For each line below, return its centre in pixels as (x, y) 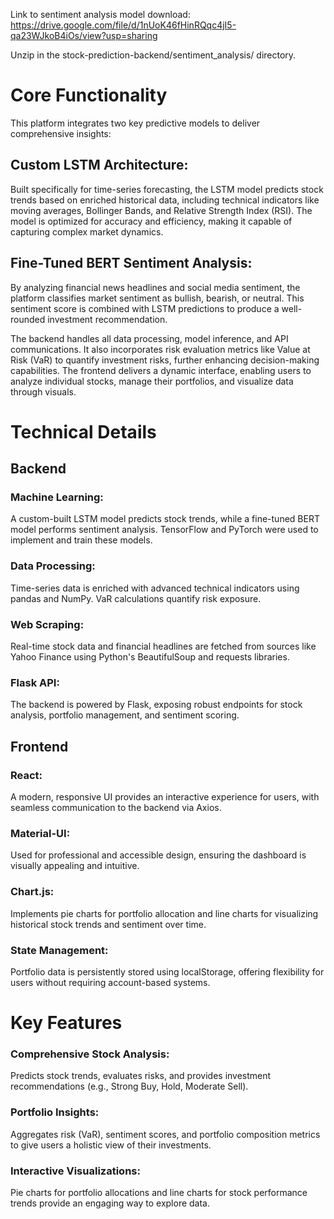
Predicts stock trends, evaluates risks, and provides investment (141, 1076)
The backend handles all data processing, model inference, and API (149, 338)
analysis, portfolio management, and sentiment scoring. (125, 715)
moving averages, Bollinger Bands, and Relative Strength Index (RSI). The (161, 210)
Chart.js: (32, 892)
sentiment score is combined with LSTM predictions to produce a (145, 308)
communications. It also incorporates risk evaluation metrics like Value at (160, 349)
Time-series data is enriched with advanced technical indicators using (155, 588)
